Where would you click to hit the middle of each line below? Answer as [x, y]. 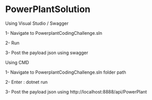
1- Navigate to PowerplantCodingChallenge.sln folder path [66, 72]
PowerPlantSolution [48, 9]
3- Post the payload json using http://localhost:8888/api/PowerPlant [76, 91]
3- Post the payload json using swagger [47, 53]
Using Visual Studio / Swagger [37, 23]
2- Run [12, 43]
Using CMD [17, 62]
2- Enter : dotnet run [27, 82]
